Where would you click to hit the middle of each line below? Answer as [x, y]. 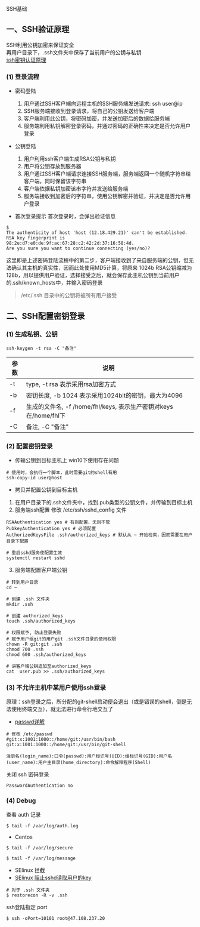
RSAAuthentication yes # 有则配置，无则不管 [58, 522]
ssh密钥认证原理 [26, 60]
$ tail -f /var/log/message [41, 858]
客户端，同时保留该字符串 [55, 181]
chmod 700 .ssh [25, 649]
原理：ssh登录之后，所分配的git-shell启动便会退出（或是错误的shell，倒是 [97, 702]
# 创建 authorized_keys [35, 616]
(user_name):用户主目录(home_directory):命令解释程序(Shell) [79, 763]
